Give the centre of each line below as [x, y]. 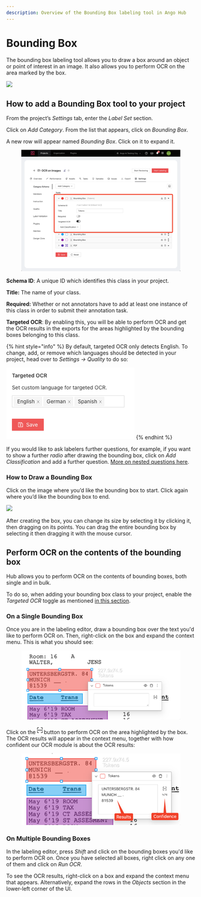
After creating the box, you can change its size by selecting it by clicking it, [99, 521]
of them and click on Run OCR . [44, 864]
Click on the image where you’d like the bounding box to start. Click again [97, 490]
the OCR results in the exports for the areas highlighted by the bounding [95, 328]
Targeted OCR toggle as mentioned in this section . [68, 601]
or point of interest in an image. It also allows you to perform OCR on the [96, 66]
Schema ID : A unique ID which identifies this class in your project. [88, 281]
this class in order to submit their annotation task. [67, 310]
